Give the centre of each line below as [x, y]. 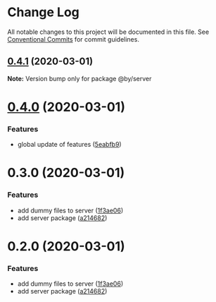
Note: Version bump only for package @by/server [80, 78]
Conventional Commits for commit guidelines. [73, 39]
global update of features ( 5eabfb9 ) [69, 145]
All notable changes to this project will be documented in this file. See [108, 32]
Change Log [43, 12]
